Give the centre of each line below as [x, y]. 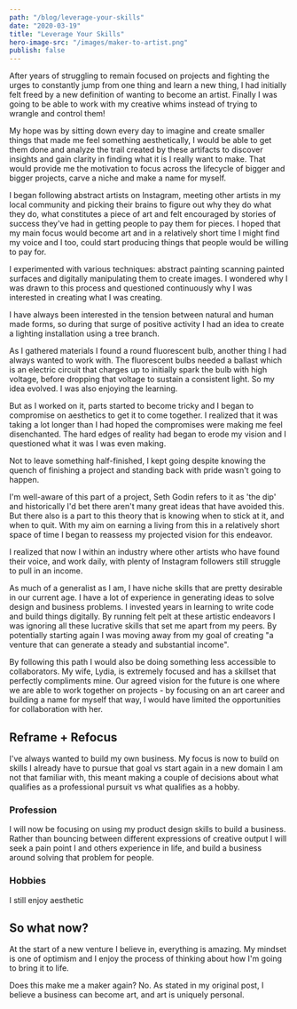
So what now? [49, 928]
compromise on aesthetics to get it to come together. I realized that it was [144, 415]
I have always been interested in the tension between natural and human [142, 315]
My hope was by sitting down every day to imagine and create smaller [137, 131]
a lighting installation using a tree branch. [84, 333]
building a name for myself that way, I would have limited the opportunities [145, 700]
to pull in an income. [46, 571]
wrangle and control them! [57, 114]
